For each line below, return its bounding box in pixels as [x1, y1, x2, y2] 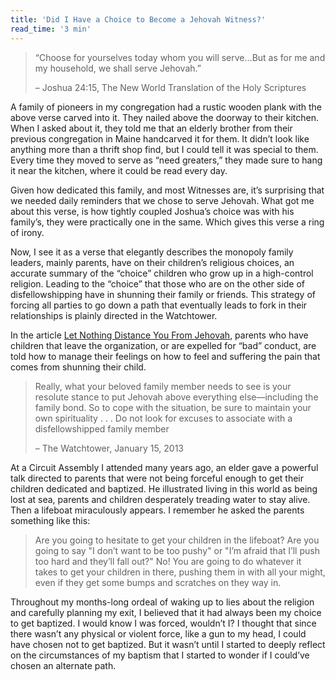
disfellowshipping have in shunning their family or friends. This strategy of [10, 288, 316, 300]
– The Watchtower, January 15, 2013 [34, 442, 184, 454]
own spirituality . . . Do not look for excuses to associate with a [34, 412, 293, 424]
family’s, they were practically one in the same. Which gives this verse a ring [10, 216, 325, 228]
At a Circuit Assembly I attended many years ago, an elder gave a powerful [10, 461, 319, 473]
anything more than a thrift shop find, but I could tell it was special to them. [10, 143, 319, 155]
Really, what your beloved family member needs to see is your [34, 380, 292, 392]
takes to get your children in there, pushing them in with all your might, [34, 566, 326, 578]
